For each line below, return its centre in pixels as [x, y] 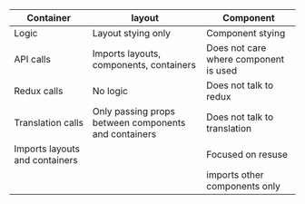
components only [244, 186]
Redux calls [39, 91]
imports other [236, 175]
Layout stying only [131, 33]
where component [245, 59]
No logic [110, 91]
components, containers [144, 65]
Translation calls [49, 123]
